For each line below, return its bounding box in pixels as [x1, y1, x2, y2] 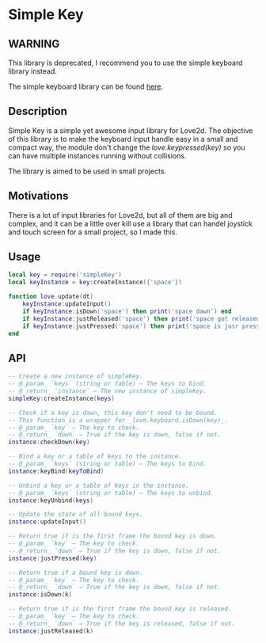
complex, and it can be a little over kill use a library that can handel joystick [8, 219, 253, 228]
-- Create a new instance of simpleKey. [8, 372, 144, 381]
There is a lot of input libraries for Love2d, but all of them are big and [8, 210, 233, 219]
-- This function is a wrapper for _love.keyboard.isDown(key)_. [8, 416, 228, 424]
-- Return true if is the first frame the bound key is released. [8, 605, 232, 613]
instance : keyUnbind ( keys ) [8, 497, 93, 504]
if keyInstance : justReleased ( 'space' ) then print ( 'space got [22, 314, 228, 322]
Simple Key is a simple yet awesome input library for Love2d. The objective [8, 125, 253, 135]
